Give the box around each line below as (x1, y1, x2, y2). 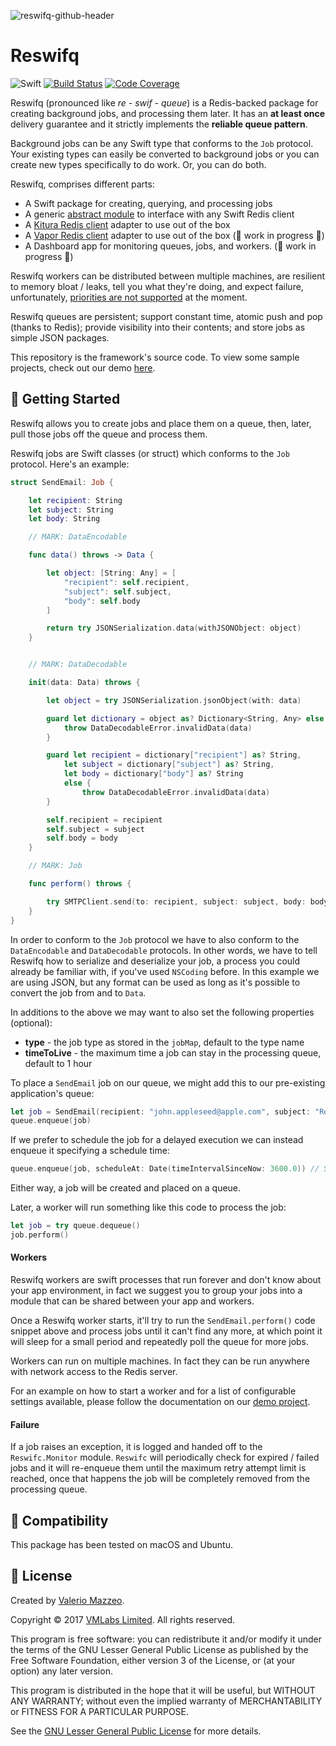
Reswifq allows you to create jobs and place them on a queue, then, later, (10, 417, 312, 429)
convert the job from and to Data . (10, 986, 147, 999)
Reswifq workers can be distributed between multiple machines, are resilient (10, 270, 326, 282)
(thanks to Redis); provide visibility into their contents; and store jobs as (10, 321, 306, 333)
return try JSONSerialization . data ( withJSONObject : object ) (46, 623, 302, 634)
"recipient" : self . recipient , (63, 577, 190, 587)
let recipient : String (28, 495, 123, 505)
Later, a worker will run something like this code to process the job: (10, 1201, 287, 1214)
